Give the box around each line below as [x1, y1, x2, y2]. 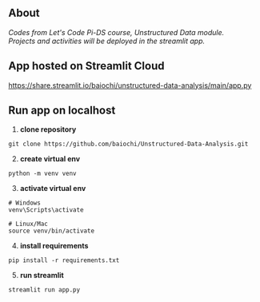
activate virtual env [19, 184, 86, 193]
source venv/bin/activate [8, 227, 94, 235]
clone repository [19, 125, 77, 134]
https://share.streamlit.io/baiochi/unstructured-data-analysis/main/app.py [8, 80, 252, 90]
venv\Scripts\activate [8, 206, 84, 214]
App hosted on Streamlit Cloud [8, 59, 165, 73]
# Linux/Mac [8, 220, 48, 228]
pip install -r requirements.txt [8, 256, 120, 264]
